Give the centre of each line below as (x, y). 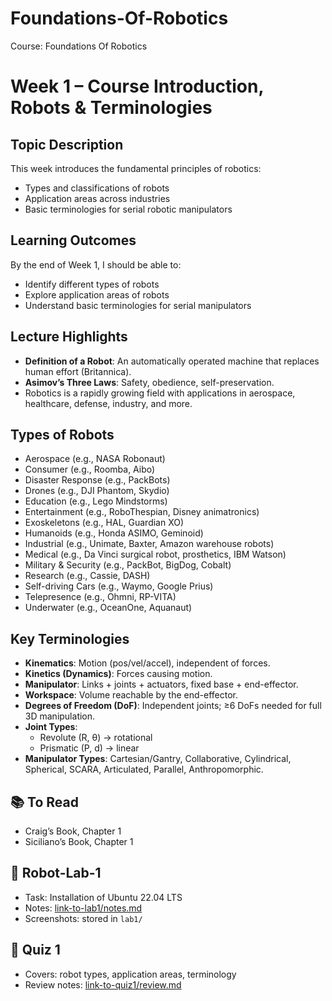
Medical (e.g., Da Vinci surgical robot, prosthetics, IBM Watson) (155, 554)
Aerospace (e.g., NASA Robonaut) (95, 459)
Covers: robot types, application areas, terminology (130, 974)
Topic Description (67, 144)
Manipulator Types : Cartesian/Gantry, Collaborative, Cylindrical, (158, 759)
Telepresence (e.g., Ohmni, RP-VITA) (100, 597)
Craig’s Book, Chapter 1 (73, 831)
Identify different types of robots (92, 284)
